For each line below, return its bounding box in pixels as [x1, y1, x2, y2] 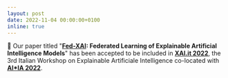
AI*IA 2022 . [7, 64, 43, 72]
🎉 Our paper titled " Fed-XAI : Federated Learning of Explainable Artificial [7, 42, 218, 50]
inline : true [7, 23, 45, 30]
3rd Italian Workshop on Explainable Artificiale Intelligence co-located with [7, 57, 220, 65]
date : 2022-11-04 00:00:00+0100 [7, 17, 100, 23]
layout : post [7, 10, 45, 17]
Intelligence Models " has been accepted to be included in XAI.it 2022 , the [7, 49, 221, 57]
